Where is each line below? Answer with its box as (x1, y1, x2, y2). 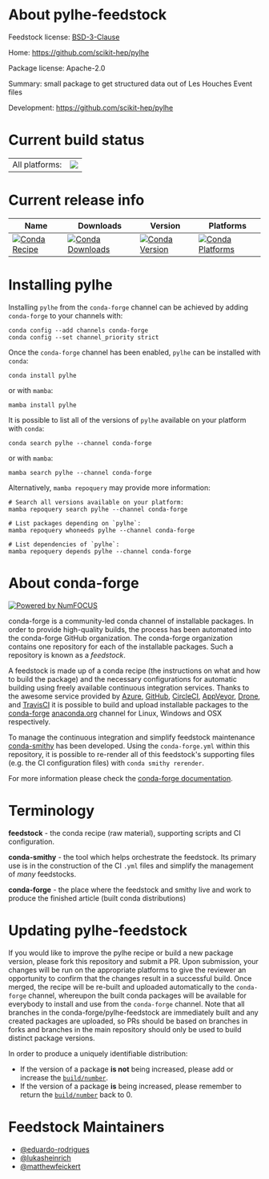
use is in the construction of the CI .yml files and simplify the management (8, 861, 254, 870)
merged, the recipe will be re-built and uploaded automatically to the (8, 982, 235, 991)
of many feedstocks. (8, 869, 77, 879)
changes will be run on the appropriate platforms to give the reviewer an (8, 965, 247, 974)
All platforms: (12, 159, 62, 170)
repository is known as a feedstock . (8, 650, 126, 659)
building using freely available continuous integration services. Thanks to (8, 683, 250, 692)
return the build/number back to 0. (19, 1089, 133, 1100)
